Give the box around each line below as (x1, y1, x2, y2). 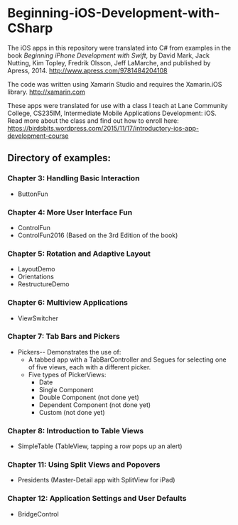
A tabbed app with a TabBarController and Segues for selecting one (28, 355, 227, 364)
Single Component (38, 385, 94, 394)
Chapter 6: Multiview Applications (7, 298, 129, 308)
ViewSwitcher (17, 314, 59, 323)
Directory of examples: (7, 152, 112, 164)
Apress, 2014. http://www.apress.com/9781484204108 (7, 66, 168, 75)
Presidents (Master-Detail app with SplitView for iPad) (17, 476, 175, 485)
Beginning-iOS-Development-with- (7, 5, 220, 21)
